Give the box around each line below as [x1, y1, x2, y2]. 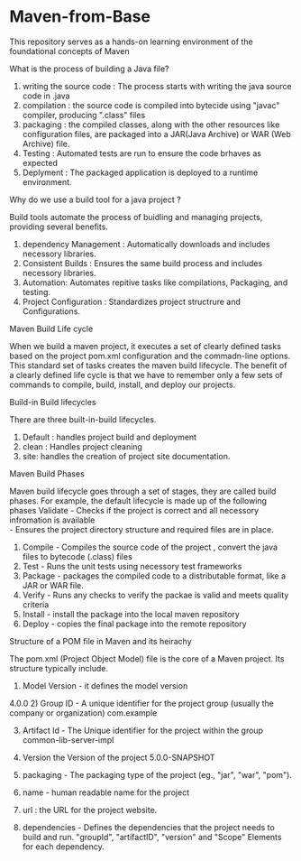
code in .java [22, 90, 70, 101]
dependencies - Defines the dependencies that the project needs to [22, 821, 275, 832]
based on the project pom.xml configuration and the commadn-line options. [9, 350, 291, 361]
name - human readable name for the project [22, 787, 190, 798]
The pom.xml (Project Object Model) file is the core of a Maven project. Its [9, 653, 285, 664]
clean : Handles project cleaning [22, 440, 142, 452]
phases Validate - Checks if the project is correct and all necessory [9, 505, 260, 515]
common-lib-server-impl [22, 734, 114, 745]
